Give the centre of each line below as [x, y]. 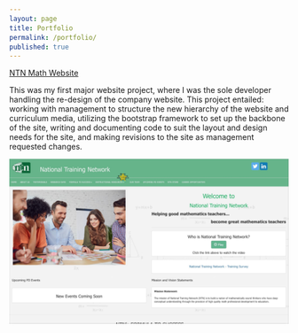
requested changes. [46, 147]
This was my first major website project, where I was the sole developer [141, 90]
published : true [39, 47]
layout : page [33, 19]
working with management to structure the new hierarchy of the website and [149, 109]
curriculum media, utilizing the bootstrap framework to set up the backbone [147, 119]
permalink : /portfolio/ [53, 37]
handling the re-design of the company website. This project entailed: [137, 100]
